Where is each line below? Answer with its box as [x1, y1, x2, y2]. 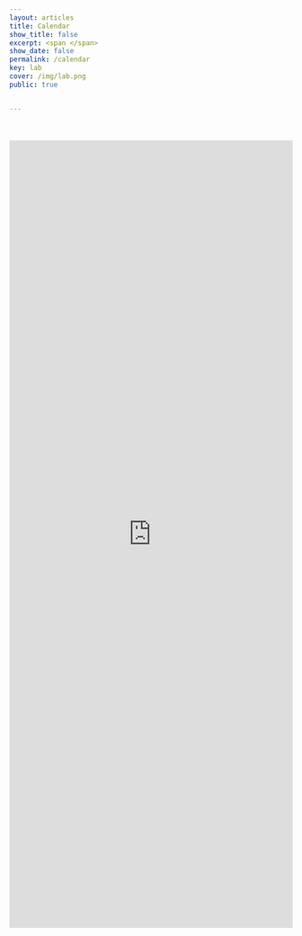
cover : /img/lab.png [9, 72, 87, 81]
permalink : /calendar [9, 55, 91, 64]
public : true [9, 80, 58, 89]
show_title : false [9, 30, 78, 39]
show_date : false [9, 47, 75, 56]
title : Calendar [9, 22, 70, 31]
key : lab [9, 64, 42, 73]
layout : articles [9, 13, 75, 22]
